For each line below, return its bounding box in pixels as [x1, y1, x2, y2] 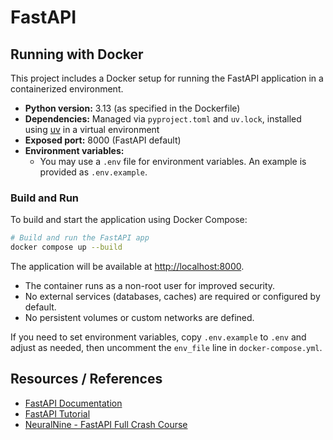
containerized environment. [10, 83, 124, 95]
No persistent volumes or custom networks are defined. [24, 312, 255, 324]
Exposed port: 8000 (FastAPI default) [24, 134, 182, 146]
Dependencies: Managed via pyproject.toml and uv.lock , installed [24, 113, 302, 125]
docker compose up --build [10, 242, 123, 253]
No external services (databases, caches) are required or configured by [24, 291, 321, 303]
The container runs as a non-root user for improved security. [24, 280, 276, 292]
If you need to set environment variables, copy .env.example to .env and [10, 331, 307, 343]
